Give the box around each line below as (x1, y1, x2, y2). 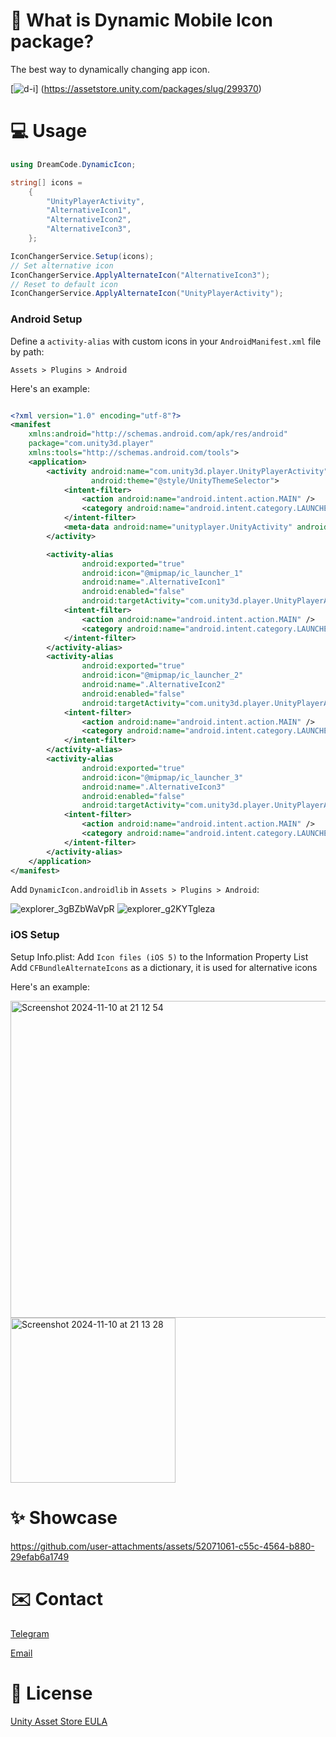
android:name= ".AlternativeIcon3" (81, 782, 226, 792)
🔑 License (10, 1682, 93, 1704)
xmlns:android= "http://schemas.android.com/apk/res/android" (28, 429, 288, 439)
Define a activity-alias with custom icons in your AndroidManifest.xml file (10, 335, 322, 347)
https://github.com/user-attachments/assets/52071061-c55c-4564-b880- (10, 1540, 315, 1552)
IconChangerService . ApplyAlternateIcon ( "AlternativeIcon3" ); (10, 270, 271, 280)
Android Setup (10, 312, 83, 326)
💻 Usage (10, 120, 88, 143)
